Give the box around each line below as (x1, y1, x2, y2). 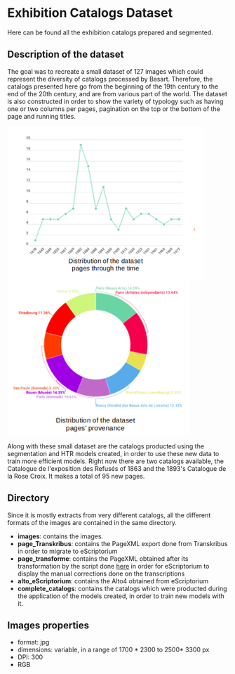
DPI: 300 (17, 653, 43, 661)
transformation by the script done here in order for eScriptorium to (17, 562, 210, 570)
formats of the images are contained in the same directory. (7, 518, 177, 526)
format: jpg (17, 638, 50, 647)
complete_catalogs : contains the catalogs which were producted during (17, 584, 227, 592)
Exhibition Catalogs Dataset (7, 5, 173, 21)
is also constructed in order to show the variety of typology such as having (7, 97, 224, 105)
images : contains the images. (17, 532, 104, 540)
